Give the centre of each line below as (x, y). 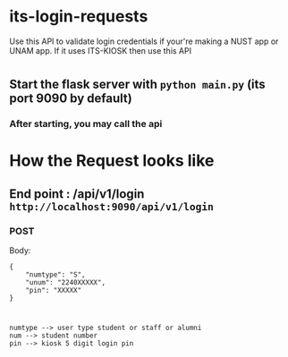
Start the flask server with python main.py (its (137, 85)
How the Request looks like (112, 161)
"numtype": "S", (56, 275)
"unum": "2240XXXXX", (65, 282)
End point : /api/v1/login (77, 194)
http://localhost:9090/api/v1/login (112, 206)
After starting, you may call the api (86, 124)
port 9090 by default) (71, 99)
